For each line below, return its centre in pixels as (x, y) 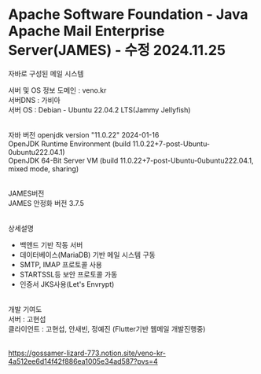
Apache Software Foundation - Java (128, 15)
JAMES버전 (26, 193)
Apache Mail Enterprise (86, 31)
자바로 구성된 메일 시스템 (46, 73)
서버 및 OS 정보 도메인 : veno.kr (57, 90)
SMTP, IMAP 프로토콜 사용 (61, 264)
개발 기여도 (25, 309)
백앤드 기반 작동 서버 (51, 244)
